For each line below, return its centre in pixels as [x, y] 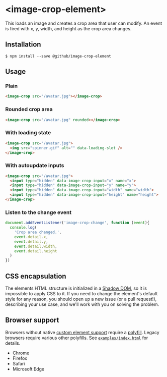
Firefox [20, 358]
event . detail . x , [31, 237]
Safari [19, 363]
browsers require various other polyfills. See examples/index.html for [77, 338]
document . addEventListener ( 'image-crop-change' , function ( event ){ [77, 223]
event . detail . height [36, 251]
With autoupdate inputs [35, 166]
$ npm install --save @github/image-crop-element [58, 56]
